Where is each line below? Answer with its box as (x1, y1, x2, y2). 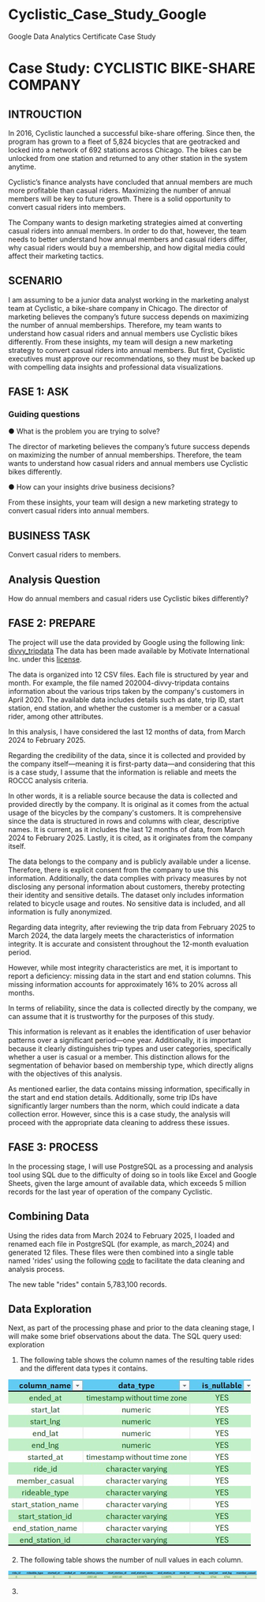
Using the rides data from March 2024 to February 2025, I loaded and (8, 1230, 235, 1240)
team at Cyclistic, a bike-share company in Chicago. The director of (8, 303, 229, 313)
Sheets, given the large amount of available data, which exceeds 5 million (8, 1178, 247, 1187)
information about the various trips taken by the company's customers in (8, 686, 244, 696)
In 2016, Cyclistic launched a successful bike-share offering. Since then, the (8, 128, 256, 137)
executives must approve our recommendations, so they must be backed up (8, 354, 256, 363)
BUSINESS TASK (8, 529, 91, 542)
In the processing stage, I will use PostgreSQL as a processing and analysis (8, 1161, 254, 1171)
